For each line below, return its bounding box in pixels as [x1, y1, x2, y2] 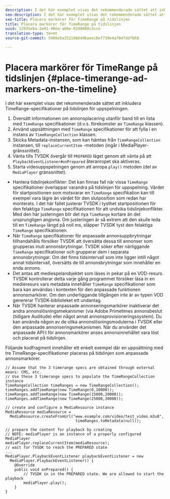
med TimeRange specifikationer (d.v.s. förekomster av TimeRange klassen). [12, 120, 164, 127]
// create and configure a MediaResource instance [5, 405, 114, 410]
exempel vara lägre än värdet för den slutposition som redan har [12, 195, 147, 201]
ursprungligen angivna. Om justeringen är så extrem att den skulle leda [12, 216, 161, 223]
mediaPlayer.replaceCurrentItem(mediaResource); [5, 440, 110, 445]
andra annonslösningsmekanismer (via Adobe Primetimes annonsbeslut [12, 308, 162, 314]
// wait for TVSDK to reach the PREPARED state [5, 445, 108, 450]
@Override [14, 463, 35, 468]
